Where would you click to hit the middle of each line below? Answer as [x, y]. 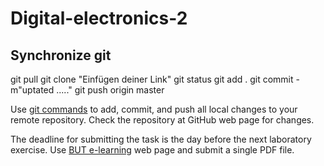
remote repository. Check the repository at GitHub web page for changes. [162, 120]
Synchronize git [61, 55]
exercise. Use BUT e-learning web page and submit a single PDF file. [152, 150]
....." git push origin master [110, 90]
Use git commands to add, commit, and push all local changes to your [154, 109]
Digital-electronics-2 [99, 18]
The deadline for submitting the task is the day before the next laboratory [161, 139]
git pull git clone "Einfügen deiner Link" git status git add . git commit [152, 79]
